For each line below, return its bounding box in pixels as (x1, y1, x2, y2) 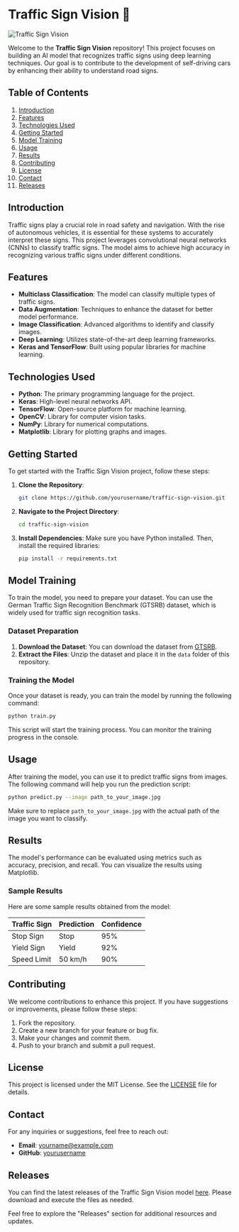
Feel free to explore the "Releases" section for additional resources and (8, 1209, 217, 1218)
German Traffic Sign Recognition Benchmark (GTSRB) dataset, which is (8, 601, 216, 610)
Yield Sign (11, 942, 45, 952)
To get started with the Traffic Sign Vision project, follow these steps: (8, 467, 210, 475)
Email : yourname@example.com (18, 1141, 114, 1150)
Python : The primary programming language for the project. (18, 390, 194, 398)
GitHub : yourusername (18, 1149, 86, 1157)
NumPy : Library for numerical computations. (18, 420, 150, 429)
